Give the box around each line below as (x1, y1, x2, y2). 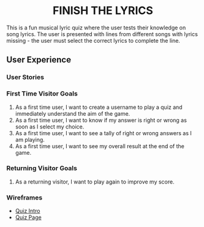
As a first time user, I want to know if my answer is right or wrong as (15, 116, 187, 124)
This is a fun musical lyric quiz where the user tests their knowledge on (6, 24, 186, 31)
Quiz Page (15, 214, 42, 221)
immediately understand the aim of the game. (15, 110, 130, 117)
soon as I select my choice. (15, 123, 85, 130)
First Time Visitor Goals (6, 89, 78, 98)
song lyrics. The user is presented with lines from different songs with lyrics (6, 30, 198, 37)
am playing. (15, 136, 45, 143)
